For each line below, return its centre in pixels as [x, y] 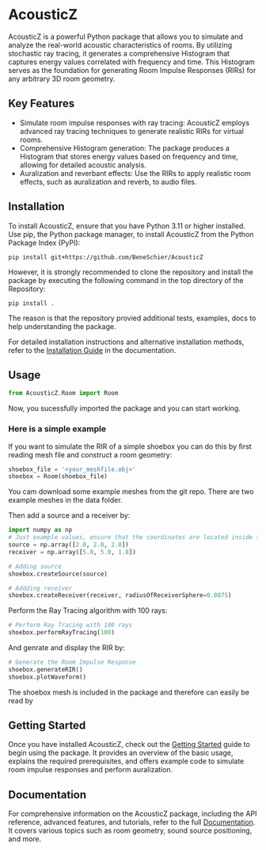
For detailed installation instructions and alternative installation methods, [126, 342]
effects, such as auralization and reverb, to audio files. [108, 182]
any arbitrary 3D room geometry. [62, 78]
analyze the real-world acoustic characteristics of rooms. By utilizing [120, 44]
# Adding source [35, 566]
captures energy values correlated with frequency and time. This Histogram [132, 62]
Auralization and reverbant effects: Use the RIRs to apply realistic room [135, 173]
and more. [25, 839]
